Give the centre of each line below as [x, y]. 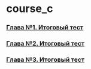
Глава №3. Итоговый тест [45, 59]
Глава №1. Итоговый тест [45, 28]
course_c [30, 9]
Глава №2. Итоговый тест [45, 44]
